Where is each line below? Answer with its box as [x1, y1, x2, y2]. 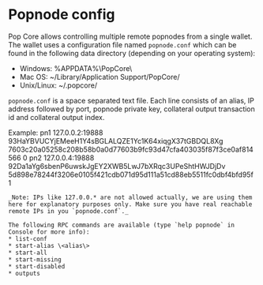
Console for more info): [8, 227, 90, 236]
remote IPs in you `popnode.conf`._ [8, 207, 129, 215]
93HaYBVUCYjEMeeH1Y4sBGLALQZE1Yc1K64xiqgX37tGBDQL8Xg [8, 136, 224, 145]
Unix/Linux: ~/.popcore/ [19, 81, 97, 90]
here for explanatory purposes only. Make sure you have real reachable [8, 200, 253, 208]
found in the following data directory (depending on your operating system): [8, 48, 255, 58]
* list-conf [8, 234, 47, 242]
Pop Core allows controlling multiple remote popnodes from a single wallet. [8, 32, 253, 41]
